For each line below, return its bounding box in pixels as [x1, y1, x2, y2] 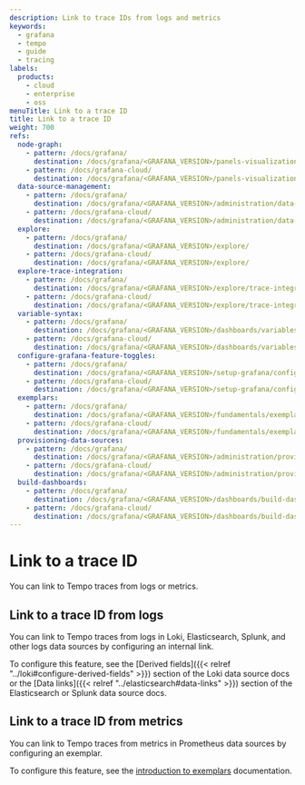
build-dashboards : [17, 478, 88, 487]
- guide [17, 47, 47, 56]
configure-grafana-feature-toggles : [17, 351, 156, 360]
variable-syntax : [17, 309, 84, 318]
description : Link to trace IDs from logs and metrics [9, 13, 221, 23]
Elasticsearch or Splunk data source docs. [9, 688, 168, 698]
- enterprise [25, 89, 75, 98]
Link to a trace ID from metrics [9, 714, 183, 730]
